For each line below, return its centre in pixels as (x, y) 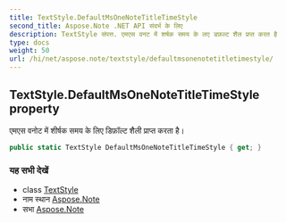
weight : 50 (29, 51)
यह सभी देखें (29, 170)
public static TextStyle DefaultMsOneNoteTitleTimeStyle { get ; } (135, 147)
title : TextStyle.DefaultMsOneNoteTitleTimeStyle (104, 17)
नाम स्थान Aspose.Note (61, 199)
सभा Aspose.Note (53, 209)
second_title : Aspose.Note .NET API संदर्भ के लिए (96, 26)
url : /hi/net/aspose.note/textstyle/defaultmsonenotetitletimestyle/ (142, 59)
